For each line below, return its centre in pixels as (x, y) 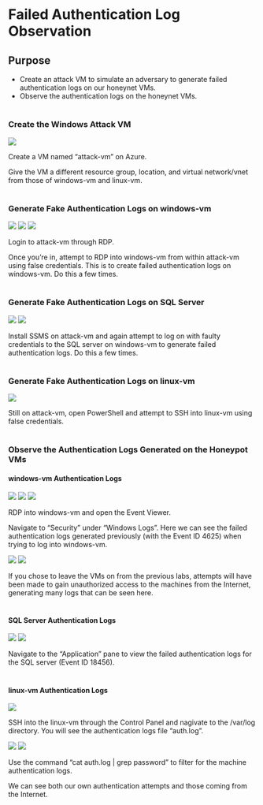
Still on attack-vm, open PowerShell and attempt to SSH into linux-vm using (130, 413)
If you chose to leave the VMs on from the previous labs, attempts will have (130, 576)
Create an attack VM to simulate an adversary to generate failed (123, 79)
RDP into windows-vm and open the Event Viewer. (90, 512)
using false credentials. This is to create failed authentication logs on (120, 266)
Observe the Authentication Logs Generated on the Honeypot (128, 449)
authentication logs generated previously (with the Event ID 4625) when (125, 536)
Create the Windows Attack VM (70, 125)
